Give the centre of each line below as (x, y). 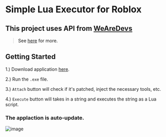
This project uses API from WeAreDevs (69, 28)
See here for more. (38, 41)
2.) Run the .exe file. (27, 79)
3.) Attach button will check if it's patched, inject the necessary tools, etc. (83, 89)
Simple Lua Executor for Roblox (73, 9)
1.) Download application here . (38, 69)
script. (12, 104)
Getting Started (31, 57)
